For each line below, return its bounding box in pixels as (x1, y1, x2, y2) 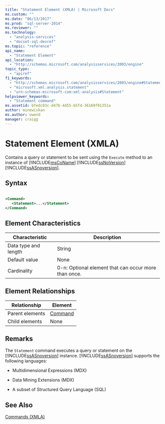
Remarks (5, 335, 33, 343)
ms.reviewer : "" (5, 26, 38, 30)
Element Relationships (5, 287, 75, 295)
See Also (5, 401, 33, 409)
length (7, 248, 23, 255)
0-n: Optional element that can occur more (57, 264, 156, 271)
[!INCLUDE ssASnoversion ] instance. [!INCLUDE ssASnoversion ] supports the (5, 353, 160, 359)
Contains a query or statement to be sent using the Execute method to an (5, 154, 153, 160)
